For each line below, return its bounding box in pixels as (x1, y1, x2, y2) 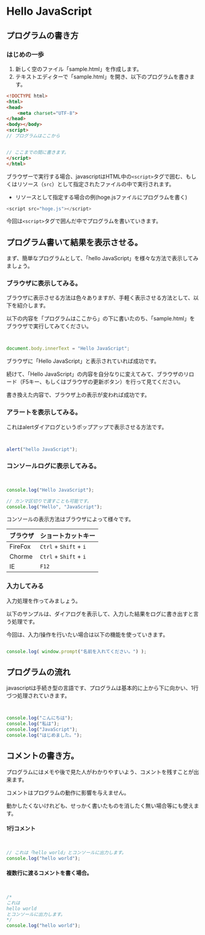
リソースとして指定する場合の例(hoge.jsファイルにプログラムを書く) (15, 193, 188, 201)
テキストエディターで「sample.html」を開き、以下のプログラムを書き (15, 72, 190, 80)
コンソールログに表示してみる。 (6, 462, 100, 470)
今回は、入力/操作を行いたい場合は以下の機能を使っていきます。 (6, 630, 168, 638)
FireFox (9, 542, 31, 551)
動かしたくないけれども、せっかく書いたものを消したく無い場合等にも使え (6, 802, 194, 809)
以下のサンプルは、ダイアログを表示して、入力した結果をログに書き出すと (6, 610, 194, 618)
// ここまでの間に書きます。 (6, 149, 69, 155)
